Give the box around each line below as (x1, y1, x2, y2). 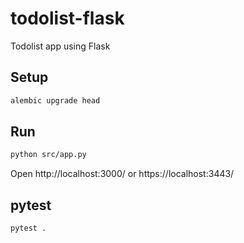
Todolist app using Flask (10, 40, 111, 52)
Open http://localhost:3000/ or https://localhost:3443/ (10, 168, 235, 180)
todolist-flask (10, 7, 125, 30)
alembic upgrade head (10, 95, 101, 106)
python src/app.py (10, 150, 87, 160)
